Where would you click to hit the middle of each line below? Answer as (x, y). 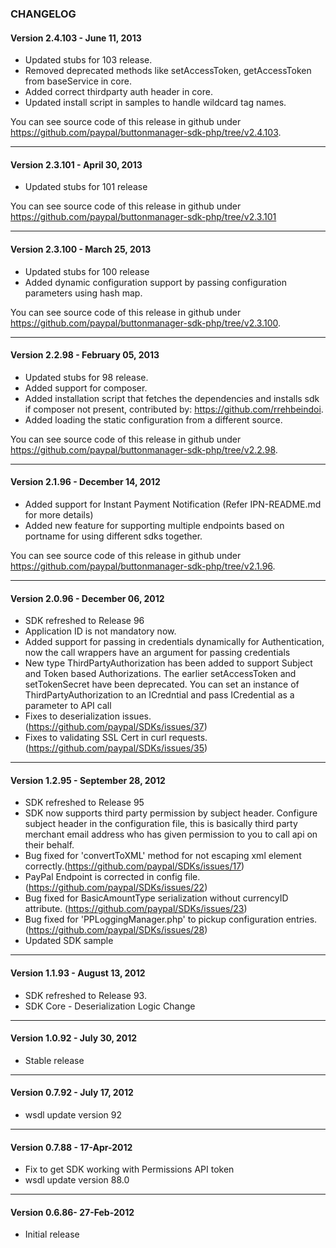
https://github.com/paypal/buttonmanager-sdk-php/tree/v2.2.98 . (144, 449)
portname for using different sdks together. (113, 536)
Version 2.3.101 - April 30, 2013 (76, 164)
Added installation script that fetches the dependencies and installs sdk (172, 398)
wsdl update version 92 (73, 1114)
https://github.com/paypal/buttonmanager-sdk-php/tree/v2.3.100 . (146, 323)
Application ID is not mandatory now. (100, 631)
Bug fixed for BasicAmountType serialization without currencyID (156, 898)
